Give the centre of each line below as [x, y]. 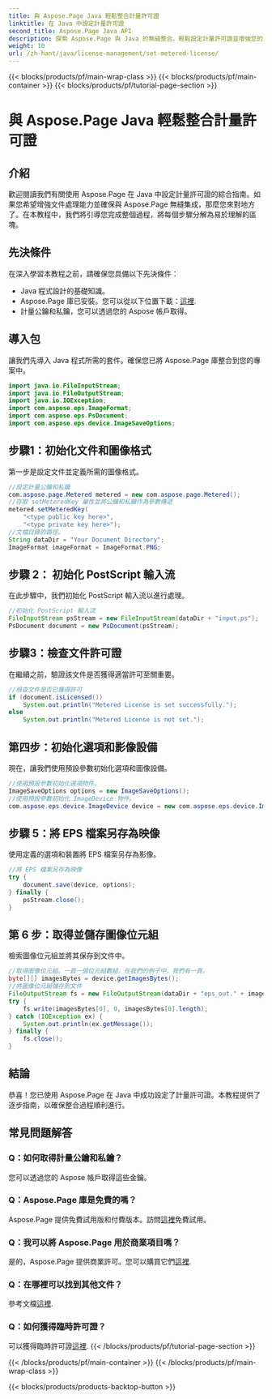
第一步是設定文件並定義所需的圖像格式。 [76, 472]
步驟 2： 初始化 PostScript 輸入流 [92, 574]
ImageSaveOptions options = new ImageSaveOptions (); [99, 791]
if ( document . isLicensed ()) [56, 697]
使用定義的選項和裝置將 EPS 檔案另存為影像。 [85, 854]
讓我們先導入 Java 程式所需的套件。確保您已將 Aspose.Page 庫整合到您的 [131, 360]
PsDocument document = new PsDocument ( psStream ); [94, 626]
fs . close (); [43, 1039]
